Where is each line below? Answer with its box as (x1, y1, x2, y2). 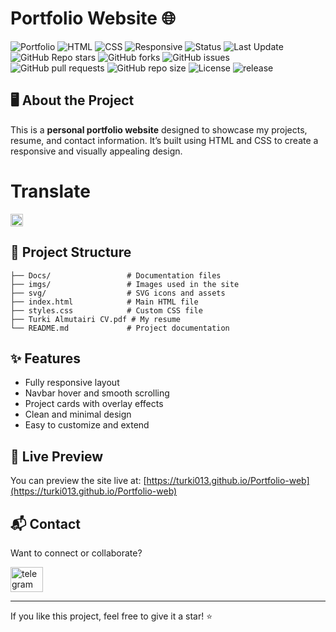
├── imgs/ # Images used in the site (10, 279, 240, 289)
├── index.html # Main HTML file (10, 297, 199, 307)
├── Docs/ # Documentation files (10, 270, 222, 281)
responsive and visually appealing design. (10, 145, 183, 157)
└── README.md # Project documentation (10, 323, 230, 333)
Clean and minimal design (24, 408, 132, 421)
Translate (10, 180, 91, 202)
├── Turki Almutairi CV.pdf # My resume (10, 314, 182, 324)
